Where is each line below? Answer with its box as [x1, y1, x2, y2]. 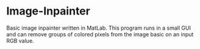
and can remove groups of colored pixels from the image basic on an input [6, 30, 194, 38]
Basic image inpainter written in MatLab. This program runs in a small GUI [6, 24, 191, 31]
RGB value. [6, 37, 35, 44]
